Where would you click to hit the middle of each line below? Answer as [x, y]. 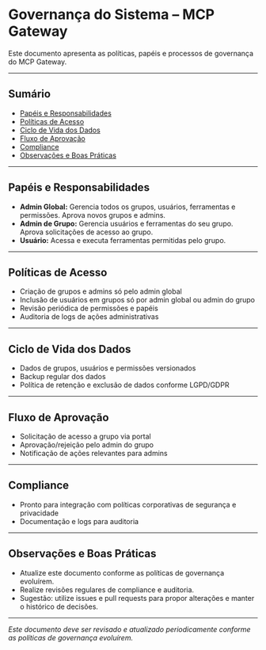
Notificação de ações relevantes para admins [93, 453]
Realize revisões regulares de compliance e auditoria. [107, 589]
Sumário [30, 94]
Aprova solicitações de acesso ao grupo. [86, 232]
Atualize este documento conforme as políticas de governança [122, 572]
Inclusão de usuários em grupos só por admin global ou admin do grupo [137, 300]
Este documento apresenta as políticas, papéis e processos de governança [131, 53]
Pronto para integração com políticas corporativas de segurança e [128, 504]
